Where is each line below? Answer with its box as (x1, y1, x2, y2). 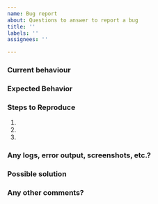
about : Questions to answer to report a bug (7, 17, 139, 24)
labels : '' (7, 29, 39, 37)
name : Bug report (7, 10, 58, 17)
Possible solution (7, 169, 68, 179)
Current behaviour (7, 65, 71, 75)
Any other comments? (7, 188, 85, 198)
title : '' (7, 23, 36, 30)
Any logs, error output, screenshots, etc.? (7, 150, 151, 160)
